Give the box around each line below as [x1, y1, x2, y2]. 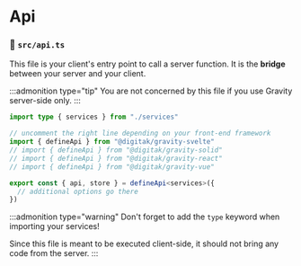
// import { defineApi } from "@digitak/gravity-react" [9, 154, 223, 163]
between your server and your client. [9, 68, 146, 79]
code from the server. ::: [9, 248, 99, 259]
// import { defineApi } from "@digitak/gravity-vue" [9, 162, 216, 172]
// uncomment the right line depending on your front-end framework [9, 129, 271, 138]
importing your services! [9, 221, 101, 232]
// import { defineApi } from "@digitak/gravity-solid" [9, 146, 223, 155]
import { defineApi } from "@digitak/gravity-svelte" [9, 137, 216, 146]
